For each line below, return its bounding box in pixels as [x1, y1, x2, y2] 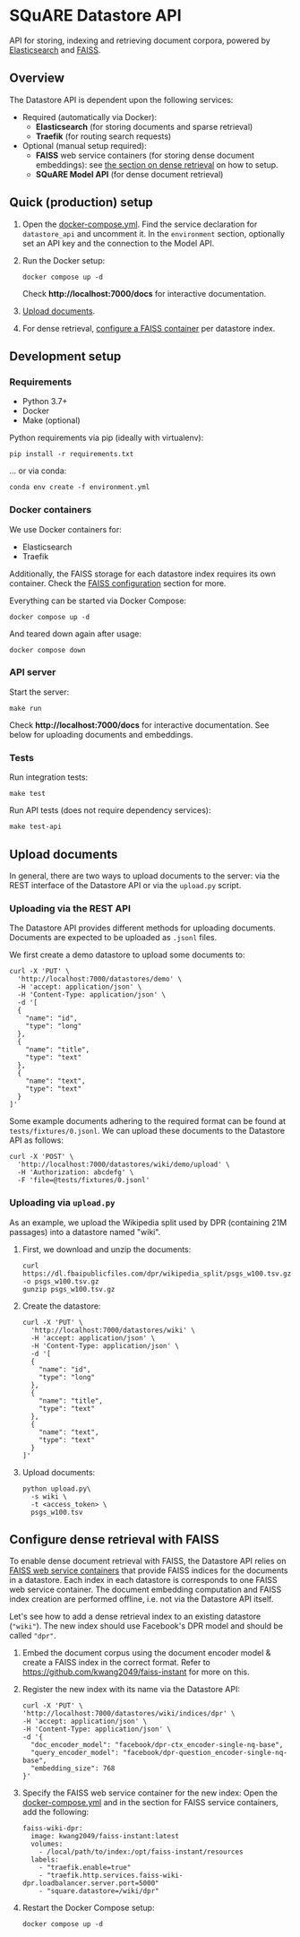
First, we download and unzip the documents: [21, 1243, 192, 1255]
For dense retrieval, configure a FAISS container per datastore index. [21, 323, 276, 333]
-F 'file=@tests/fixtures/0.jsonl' [17, 1176, 150, 1185]
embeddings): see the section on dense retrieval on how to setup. [35, 159, 279, 170]
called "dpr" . [9, 1630, 56, 1641]
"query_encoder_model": [30, 1749, 119, 1758]
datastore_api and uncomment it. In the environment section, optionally [21, 228, 285, 238]
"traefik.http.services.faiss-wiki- [46, 1871, 184, 1881]
